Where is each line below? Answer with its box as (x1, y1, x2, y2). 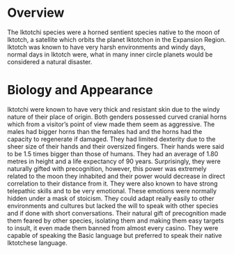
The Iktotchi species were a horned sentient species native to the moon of (7, 28, 221, 36)
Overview (7, 5, 65, 21)
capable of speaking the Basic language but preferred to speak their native (7, 231, 223, 239)
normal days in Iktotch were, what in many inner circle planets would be (7, 50, 213, 59)
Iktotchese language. (7, 239, 68, 247)
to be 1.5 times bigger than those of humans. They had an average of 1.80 (7, 149, 219, 158)
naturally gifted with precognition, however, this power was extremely (7, 164, 207, 172)
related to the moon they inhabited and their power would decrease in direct (7, 172, 226, 180)
